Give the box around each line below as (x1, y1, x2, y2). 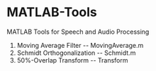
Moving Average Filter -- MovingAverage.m (16, 41, 144, 49)
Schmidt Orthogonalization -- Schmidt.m (16, 49, 136, 57)
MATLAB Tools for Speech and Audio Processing (6, 27, 150, 36)
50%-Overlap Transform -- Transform (16, 56, 128, 64)
